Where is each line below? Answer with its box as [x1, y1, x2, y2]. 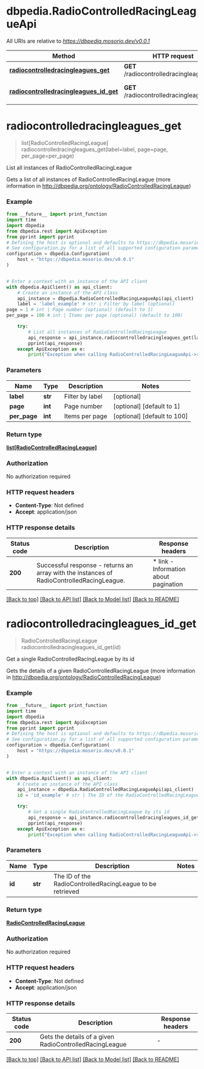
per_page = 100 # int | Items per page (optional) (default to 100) [6, 312, 183, 319]
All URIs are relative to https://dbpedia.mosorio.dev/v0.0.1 [6, 37, 150, 44]
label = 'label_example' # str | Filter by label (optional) [17, 301, 175, 307]
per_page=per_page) [21, 152, 75, 159]
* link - [152, 557, 174, 565]
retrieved [53, 887, 80, 896]
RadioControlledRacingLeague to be [53, 879, 157, 888]
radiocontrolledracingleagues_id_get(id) [21, 643, 121, 650]
